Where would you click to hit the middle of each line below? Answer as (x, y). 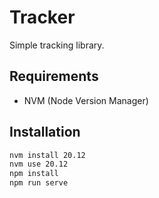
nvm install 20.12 (47, 155)
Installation (45, 132)
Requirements (54, 76)
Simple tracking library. (57, 45)
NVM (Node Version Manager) (86, 100)
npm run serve (39, 183)
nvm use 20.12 (39, 164)
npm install (34, 174)
